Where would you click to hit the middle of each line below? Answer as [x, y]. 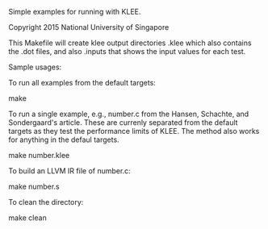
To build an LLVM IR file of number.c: [69, 171]
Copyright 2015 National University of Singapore [89, 27]
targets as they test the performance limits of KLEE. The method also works [134, 131]
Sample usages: [35, 67]
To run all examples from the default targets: [82, 83]
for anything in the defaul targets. [64, 139]
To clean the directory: [46, 202]
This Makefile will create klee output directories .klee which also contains [130, 43]
